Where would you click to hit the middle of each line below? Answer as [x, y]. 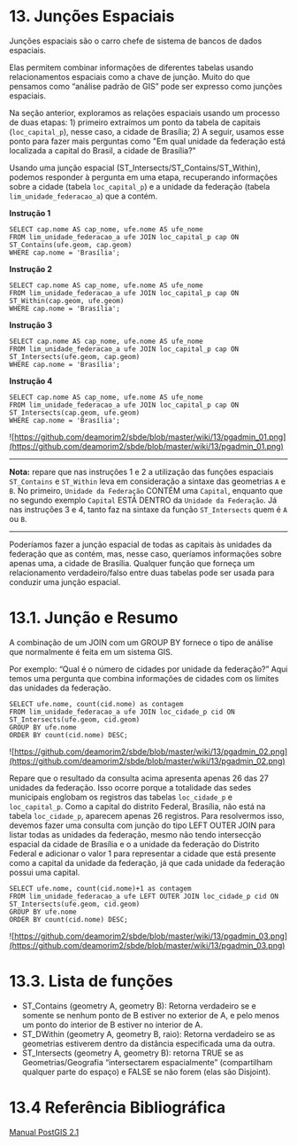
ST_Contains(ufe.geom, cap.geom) [71, 245]
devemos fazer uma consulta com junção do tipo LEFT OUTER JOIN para [142, 825]
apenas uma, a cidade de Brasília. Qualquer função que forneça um [132, 563]
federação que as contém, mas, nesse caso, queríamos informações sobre [145, 554]
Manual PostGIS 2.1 [44, 1132]
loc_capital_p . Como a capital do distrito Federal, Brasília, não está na [137, 806]
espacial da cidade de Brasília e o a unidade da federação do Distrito [134, 844]
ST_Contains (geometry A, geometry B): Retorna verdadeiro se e [139, 1006]
